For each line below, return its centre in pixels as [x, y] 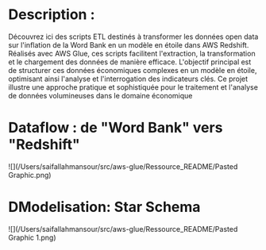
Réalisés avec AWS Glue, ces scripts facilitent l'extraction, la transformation [132, 53]
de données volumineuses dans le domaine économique [100, 95]
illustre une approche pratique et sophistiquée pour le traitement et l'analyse [133, 87]
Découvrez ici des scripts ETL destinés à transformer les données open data [133, 37]
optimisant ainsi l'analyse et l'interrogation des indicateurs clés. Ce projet [128, 79]
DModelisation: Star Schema [104, 207]
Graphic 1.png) [33, 237]
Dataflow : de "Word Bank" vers [116, 128]
